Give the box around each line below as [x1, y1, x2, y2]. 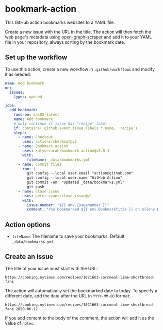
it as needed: [5, 71, 32, 77]
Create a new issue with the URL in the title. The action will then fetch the [5, 29, 151, 35]
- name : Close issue [17, 189, 60, 194]
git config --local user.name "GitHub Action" [26, 175, 123, 180]
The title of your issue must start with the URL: [5, 265, 98, 271]
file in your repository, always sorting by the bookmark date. [5, 39, 125, 45]
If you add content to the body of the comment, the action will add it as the [5, 315, 154, 321]
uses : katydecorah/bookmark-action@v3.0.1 [22, 148, 110, 153]
